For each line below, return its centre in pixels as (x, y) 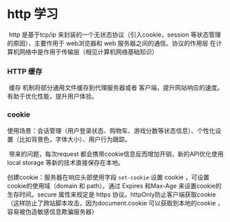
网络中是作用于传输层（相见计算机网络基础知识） (88, 52)
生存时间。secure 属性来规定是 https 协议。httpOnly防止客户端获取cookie (112, 194)
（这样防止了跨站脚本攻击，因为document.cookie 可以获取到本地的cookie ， (115, 203)
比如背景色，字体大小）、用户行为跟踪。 (75, 139)
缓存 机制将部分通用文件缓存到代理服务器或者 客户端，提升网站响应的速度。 (116, 88)
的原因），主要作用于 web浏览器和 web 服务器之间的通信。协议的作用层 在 (112, 43)
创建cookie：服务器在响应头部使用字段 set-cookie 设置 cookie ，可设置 (108, 177)
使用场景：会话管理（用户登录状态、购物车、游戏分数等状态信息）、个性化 (111, 130)
